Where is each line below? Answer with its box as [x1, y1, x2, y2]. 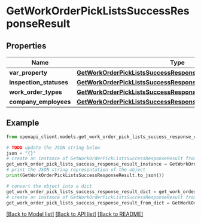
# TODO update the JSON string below [6, 145, 100, 151]
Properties [6, 41, 47, 51]
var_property [9, 69, 48, 77]
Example [6, 118, 39, 128]
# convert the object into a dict [6, 183, 93, 189]
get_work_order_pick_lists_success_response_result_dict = [6, 188, 157, 195]
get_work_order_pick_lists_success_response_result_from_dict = [6, 200, 170, 206]
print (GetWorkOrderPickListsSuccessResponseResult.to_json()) [6, 172, 165, 179]
